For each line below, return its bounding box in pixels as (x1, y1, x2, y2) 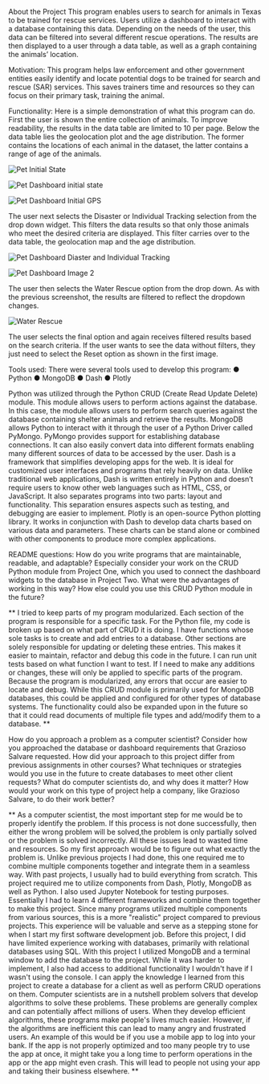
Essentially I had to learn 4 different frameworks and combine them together (8, 896, 261, 905)
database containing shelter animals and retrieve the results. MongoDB (8, 414, 243, 424)
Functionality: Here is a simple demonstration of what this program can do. (8, 106, 255, 116)
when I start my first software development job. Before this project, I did (8, 930, 247, 939)
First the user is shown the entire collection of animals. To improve (8, 115, 228, 124)
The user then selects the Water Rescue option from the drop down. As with (8, 284, 259, 293)
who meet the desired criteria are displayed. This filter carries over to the (8, 228, 251, 238)
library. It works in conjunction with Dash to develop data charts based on (8, 517, 252, 526)
